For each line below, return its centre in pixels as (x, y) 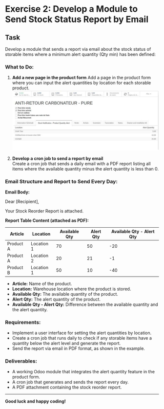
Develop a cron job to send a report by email (58, 158)
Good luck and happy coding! (35, 401)
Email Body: (18, 192)
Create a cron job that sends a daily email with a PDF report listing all (81, 163)
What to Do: (20, 67)
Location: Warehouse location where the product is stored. (72, 289)
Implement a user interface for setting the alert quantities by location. (82, 333)
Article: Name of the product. (42, 283)
